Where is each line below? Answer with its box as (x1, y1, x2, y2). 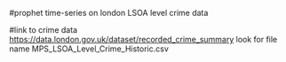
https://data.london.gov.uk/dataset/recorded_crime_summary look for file (9, 35, 278, 44)
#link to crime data (9, 25, 78, 35)
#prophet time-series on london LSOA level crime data (9, 8, 209, 18)
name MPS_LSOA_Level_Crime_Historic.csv (9, 43, 169, 54)
